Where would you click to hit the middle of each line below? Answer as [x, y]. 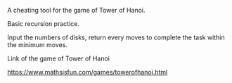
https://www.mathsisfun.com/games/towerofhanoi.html [88, 72]
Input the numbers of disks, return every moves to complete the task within [116, 37]
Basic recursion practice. [43, 24]
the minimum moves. [38, 45]
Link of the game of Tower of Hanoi [59, 58]
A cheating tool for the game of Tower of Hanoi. [76, 10]
